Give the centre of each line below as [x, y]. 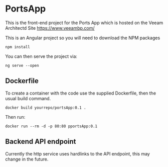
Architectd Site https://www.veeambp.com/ [50, 28]
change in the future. [27, 159]
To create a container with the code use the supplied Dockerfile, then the [81, 93]
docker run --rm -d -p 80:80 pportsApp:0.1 [51, 126]
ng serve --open [22, 65]
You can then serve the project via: [41, 56]
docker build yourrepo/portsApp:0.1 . [46, 108]
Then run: [15, 117]
